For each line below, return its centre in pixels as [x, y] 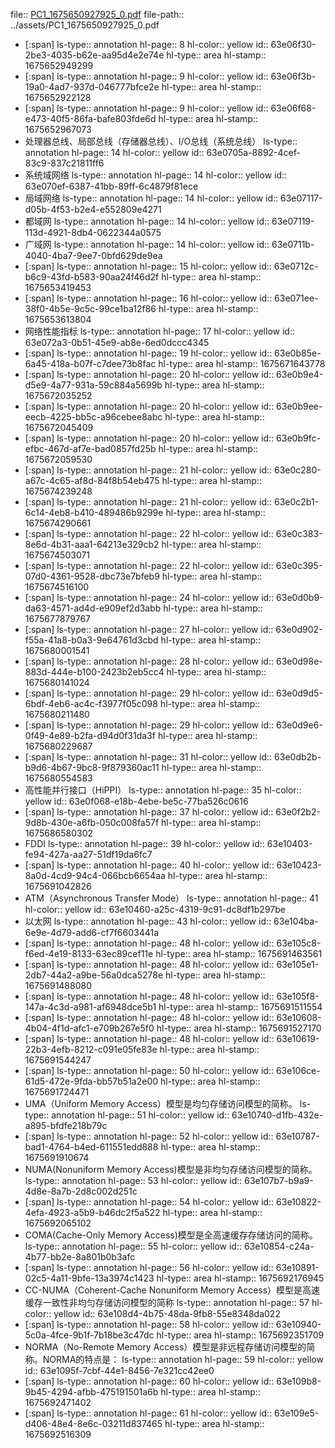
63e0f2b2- [298, 812]
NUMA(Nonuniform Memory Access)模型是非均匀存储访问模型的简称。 [171, 1169]
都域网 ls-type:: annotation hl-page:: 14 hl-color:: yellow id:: [147, 221]
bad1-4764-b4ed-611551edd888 [91, 1147]
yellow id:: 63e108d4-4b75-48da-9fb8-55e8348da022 [167, 1313]
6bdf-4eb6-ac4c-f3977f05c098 [91, 703]
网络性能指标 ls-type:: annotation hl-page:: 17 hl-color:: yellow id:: [159, 331]
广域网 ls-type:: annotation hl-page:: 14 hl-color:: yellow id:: [147, 244]
